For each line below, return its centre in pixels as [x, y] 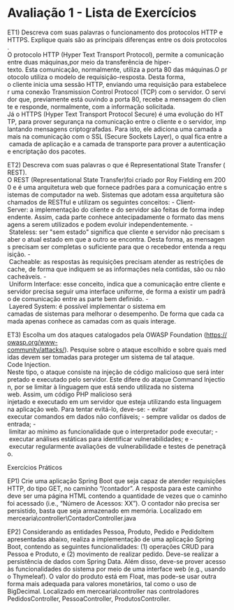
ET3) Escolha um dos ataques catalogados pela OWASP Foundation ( [107, 335]
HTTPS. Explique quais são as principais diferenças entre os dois [101, 39]
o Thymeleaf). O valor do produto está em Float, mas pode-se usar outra [112, 576]
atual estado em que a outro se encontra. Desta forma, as [110, 239]
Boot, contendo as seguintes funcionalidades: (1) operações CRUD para [111, 546]
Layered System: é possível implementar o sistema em [87, 306]
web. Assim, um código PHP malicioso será [70, 394]
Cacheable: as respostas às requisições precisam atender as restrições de [116, 261]
